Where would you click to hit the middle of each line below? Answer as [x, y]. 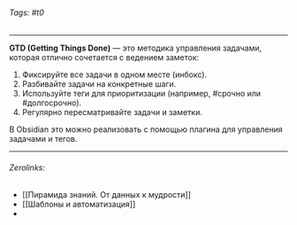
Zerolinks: [27, 167]
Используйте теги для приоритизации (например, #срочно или [141, 94]
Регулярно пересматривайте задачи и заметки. [112, 112]
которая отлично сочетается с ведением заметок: [104, 58]
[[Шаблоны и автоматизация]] [79, 205]
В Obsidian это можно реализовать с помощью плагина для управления [146, 129]
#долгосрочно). [52, 103]
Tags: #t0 [27, 12]
